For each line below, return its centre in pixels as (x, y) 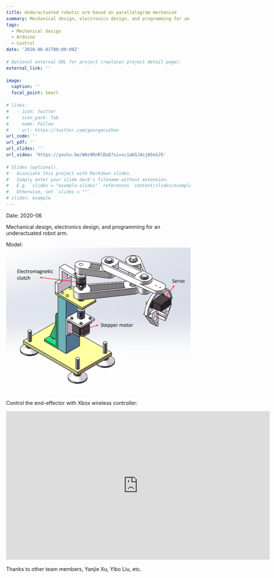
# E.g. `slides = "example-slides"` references (68, 186)
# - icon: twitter (31, 111)
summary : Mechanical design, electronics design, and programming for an (98, 18)
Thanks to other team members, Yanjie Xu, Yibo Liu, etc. (74, 569)
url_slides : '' (25, 149)
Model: (15, 244)
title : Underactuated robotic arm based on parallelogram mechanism (91, 12)
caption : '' (26, 87)
